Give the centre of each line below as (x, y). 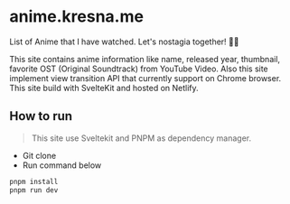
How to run (41, 116)
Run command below (62, 165)
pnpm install (34, 181)
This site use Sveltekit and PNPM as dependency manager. (141, 138)
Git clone (39, 155)
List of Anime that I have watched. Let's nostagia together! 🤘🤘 (124, 42)
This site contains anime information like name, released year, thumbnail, (145, 59)
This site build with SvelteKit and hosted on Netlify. (104, 88)
